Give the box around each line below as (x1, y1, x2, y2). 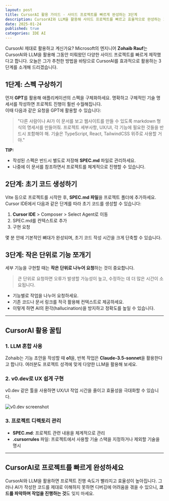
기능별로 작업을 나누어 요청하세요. (12, 293, 79, 299)
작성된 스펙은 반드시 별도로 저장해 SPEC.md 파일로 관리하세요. (12, 157, 136, 163)
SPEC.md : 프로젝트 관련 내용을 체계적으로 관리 (12, 429, 105, 436)
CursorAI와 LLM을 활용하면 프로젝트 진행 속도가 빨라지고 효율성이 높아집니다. (5, 477, 157, 484)
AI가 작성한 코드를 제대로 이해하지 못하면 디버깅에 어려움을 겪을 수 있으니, (14, 484, 158, 490)
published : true (5, 26, 39, 31)
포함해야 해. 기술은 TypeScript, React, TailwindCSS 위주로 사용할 (27, 131, 157, 137)
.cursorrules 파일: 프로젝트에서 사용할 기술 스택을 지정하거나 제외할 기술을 (12, 436, 160, 442)
